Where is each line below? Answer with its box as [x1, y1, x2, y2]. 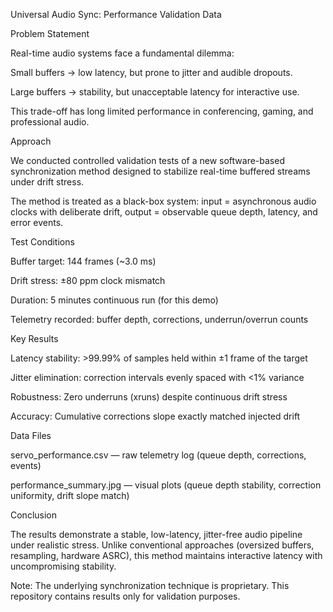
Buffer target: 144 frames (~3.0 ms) [10, 255, 157, 267]
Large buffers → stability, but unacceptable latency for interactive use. [10, 86, 300, 98]
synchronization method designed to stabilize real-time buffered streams [10, 165, 311, 177]
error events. [10, 217, 64, 228]
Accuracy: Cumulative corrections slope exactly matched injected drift [10, 410, 301, 422]
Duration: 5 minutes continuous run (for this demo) [10, 294, 219, 306]
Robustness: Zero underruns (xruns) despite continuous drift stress [10, 391, 288, 403]
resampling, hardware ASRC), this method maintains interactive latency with [10, 550, 323, 561]
